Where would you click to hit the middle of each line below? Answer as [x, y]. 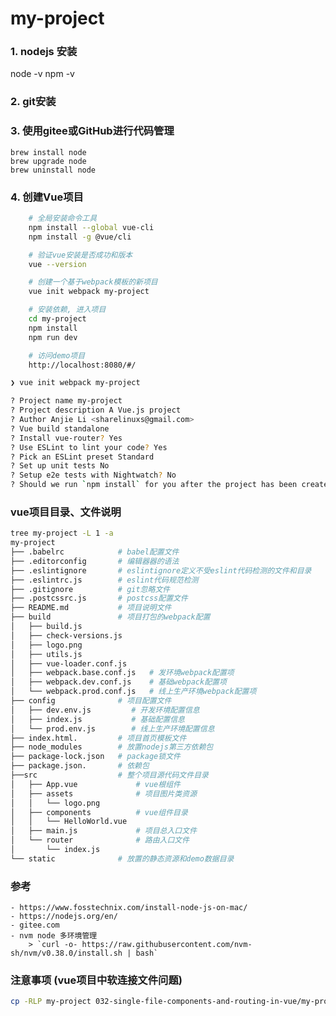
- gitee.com [35, 925]
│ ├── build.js [46, 627]
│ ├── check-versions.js [66, 635]
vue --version [57, 264]
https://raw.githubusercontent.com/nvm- [167, 945]
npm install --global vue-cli [91, 227]
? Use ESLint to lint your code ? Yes [89, 447]
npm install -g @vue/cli [80, 237]
